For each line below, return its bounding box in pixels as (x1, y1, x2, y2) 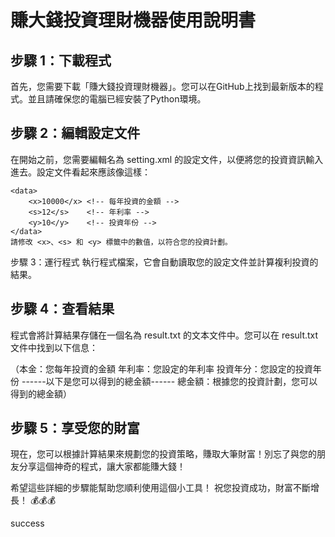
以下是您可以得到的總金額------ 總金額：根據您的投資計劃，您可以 (45, 375, 318, 387)
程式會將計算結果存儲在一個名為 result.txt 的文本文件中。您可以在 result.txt (10, 329, 319, 341)
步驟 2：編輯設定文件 (10, 125, 141, 142)
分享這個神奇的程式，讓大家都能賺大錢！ (18, 461, 186, 473)
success (10, 517, 45, 530)
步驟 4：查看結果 (10, 301, 115, 318)
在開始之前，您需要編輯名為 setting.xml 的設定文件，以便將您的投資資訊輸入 (10, 153, 324, 165)
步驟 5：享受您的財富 (10, 420, 141, 437)
